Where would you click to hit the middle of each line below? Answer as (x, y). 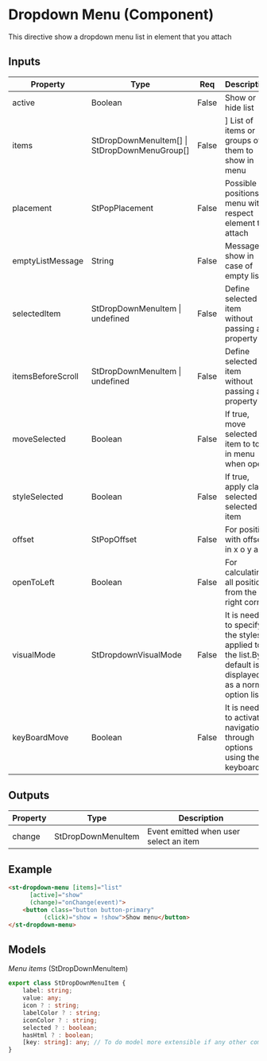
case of (239, 266)
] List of (240, 120)
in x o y (238, 549)
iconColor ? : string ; (60, 1020)
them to (240, 150)
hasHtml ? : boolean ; (58, 1035)
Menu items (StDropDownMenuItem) (68, 969)
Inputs (25, 62)
